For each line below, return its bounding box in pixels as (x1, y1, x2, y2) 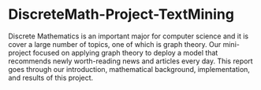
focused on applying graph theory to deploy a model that (32, 48, 218, 57)
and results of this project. (8, 73, 94, 82)
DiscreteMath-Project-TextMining (8, 5, 235, 23)
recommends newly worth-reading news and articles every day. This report (8, 56, 254, 66)
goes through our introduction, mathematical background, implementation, (8, 64, 251, 74)
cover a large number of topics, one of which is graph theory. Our (8, 39, 222, 49)
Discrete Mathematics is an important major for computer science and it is (8, 31, 249, 41)
